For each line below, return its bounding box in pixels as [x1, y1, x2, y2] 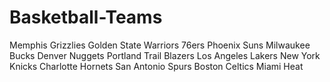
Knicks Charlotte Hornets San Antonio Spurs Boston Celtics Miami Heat [9, 60, 304, 72]
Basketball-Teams [9, 6, 163, 29]
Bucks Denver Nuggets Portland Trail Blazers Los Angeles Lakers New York [9, 49, 321, 61]
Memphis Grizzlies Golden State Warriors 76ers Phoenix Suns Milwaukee [9, 39, 311, 51]
